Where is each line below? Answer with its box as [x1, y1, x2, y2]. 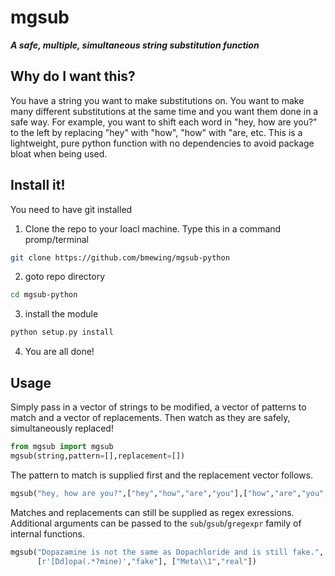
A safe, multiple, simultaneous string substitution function [10, 39, 260, 51]
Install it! [10, 177, 66, 194]
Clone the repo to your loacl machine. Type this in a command [24, 222, 282, 235]
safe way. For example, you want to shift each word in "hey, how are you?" [10, 116, 318, 128]
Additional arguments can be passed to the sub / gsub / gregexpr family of [10, 517, 302, 529]
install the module [24, 308, 99, 320]
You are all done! [24, 346, 95, 358]
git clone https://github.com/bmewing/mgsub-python [10, 252, 230, 263]
